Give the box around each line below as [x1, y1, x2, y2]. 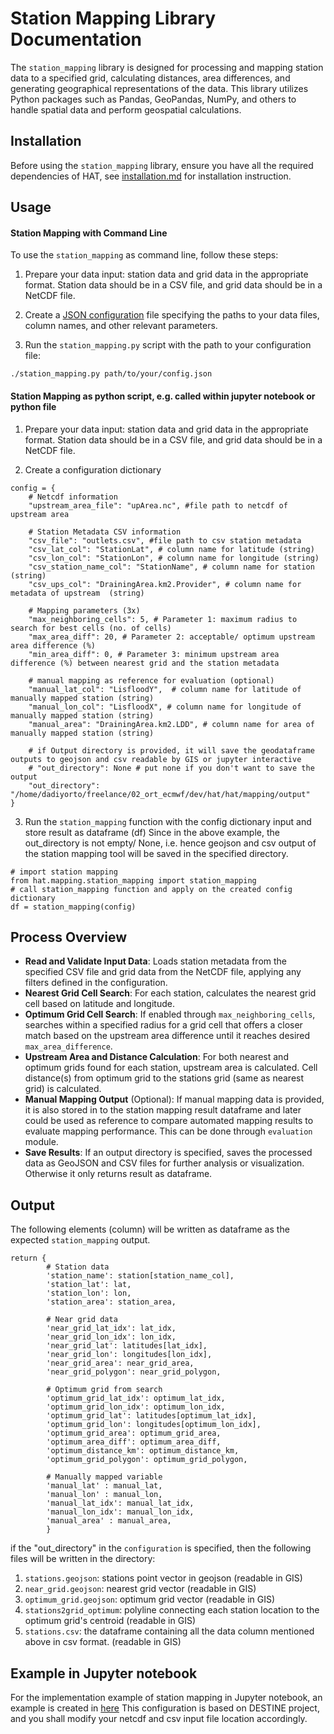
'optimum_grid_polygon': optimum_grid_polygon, [46, 1455, 248, 1465]
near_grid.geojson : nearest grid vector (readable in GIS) [24, 1583, 257, 1595]
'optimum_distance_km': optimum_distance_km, [46, 1446, 240, 1456]
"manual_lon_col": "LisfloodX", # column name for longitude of [28, 702, 302, 712]
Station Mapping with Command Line [10, 227, 168, 239]
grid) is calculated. [24, 1083, 102, 1095]
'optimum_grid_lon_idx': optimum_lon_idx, [46, 1402, 226, 1412]
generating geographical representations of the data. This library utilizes [10, 82, 309, 94]
